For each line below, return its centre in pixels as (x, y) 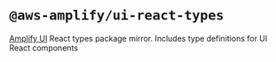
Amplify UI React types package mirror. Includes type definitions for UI (138, 38)
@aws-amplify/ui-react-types (117, 15)
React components (43, 48)
